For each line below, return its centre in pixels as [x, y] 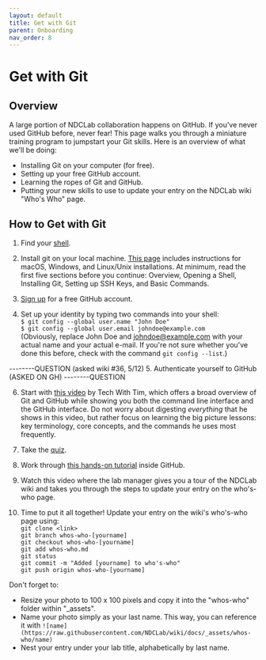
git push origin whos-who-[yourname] [83, 571]
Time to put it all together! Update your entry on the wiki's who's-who [134, 513]
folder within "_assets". [58, 609]
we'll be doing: [33, 150]
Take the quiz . [44, 450]
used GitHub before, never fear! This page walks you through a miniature [128, 133]
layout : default [36, 15]
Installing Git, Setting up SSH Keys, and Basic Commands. [115, 284]
